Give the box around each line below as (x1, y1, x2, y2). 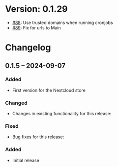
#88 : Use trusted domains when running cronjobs (12, 20, 113, 25)
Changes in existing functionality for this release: (12, 111, 112, 117)
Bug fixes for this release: (12, 134, 64, 140)
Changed (5, 99, 28, 106)
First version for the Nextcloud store (12, 87, 86, 93)
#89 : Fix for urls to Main (12, 24, 61, 30)
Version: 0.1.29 (5, 3, 68, 15)
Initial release (12, 157, 39, 163)
